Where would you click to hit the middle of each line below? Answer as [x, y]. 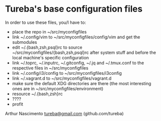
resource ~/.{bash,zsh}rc [37, 94]
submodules [25, 42]
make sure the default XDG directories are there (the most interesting [81, 83]
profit [18, 104]
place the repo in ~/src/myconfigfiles [49, 32]
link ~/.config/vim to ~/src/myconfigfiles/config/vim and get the [76, 37]
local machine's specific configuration [50, 57]
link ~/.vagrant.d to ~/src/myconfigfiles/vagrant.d [62, 78]
